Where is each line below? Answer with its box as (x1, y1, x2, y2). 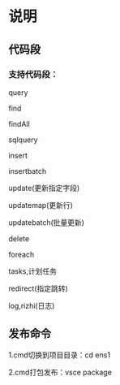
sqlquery (8, 135, 38, 145)
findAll (8, 119, 30, 128)
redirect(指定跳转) (8, 283, 69, 293)
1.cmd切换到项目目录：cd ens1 (8, 350, 111, 360)
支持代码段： (8, 68, 59, 80)
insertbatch (8, 166, 47, 175)
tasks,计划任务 (8, 266, 58, 276)
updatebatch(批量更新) (8, 217, 85, 227)
